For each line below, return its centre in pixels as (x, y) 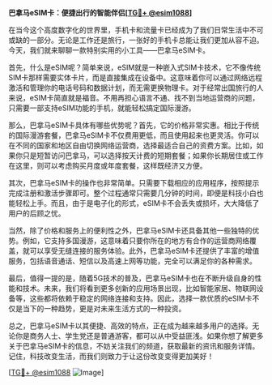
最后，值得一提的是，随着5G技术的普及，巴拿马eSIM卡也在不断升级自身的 (132, 278)
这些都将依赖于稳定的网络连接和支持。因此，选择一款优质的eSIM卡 (141, 298)
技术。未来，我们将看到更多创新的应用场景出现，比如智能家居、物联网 (139, 288)
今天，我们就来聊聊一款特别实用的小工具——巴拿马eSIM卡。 (109, 50)
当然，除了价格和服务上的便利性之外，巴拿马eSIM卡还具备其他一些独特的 (130, 231)
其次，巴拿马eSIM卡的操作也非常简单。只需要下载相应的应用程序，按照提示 (134, 183)
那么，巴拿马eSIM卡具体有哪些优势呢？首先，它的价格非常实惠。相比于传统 (134, 125)
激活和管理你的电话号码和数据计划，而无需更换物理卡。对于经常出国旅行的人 (136, 88)
